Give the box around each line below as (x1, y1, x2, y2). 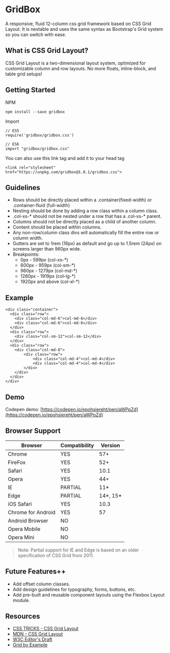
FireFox (8, 459, 26, 466)
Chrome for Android (8, 508, 56, 516)
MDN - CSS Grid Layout (12, 631, 63, 637)
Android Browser (8, 517, 48, 524)
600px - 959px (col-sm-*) (20, 262, 76, 269)
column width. (12, 235, 43, 241)
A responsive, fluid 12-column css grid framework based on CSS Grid (5, 21, 152, 27)
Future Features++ (5, 567, 66, 576)
